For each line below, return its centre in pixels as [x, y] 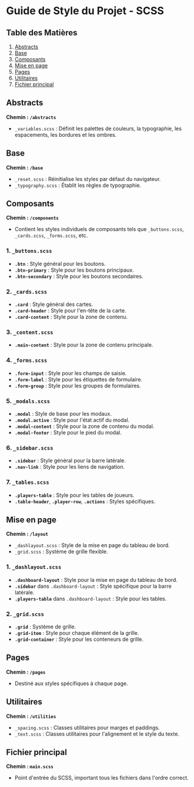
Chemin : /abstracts [31, 117]
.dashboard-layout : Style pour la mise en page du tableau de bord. [96, 579]
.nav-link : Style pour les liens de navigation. [70, 467]
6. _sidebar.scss [30, 447]
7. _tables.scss [28, 482]
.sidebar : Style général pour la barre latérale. [70, 460]
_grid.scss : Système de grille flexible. [61, 552]
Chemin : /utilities [31, 716]
